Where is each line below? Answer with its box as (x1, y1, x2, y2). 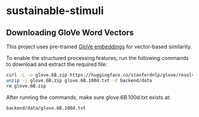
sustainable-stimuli (6, 4, 104, 18)
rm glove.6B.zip (6, 83, 46, 89)
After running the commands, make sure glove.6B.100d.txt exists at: (6, 93, 171, 101)
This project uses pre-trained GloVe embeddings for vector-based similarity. (6, 43, 192, 50)
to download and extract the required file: (6, 61, 108, 68)
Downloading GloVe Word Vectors (6, 28, 134, 38)
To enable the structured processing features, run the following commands (6, 55, 189, 61)
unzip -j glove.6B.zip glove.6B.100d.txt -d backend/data (6, 78, 152, 83)
